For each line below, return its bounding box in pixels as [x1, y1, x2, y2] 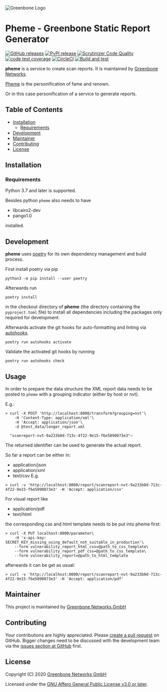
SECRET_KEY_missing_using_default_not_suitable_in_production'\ [5, 540, 144, 545]
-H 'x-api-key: [14, 535, 47, 541]
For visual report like [5, 496, 48, 502]
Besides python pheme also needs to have [5, 198, 91, 204]
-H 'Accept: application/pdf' [59, 576, 124, 582]
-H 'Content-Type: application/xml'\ [14, 416, 94, 421]
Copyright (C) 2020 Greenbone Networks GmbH [5, 671, 107, 677]
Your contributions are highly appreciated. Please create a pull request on [5, 632, 159, 638]
